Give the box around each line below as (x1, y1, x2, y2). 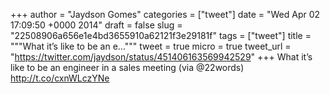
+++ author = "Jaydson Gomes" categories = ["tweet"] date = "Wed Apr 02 (10, 9, 321, 20)
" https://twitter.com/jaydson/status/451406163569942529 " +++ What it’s (10, 51, 313, 63)
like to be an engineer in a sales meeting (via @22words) (10, 62, 245, 73)
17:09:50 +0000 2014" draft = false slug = (10, 19, 183, 31)
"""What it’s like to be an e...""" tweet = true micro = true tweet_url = (10, 40, 292, 52)
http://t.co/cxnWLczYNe (10, 72, 110, 84)
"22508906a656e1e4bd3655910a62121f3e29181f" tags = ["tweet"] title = (10, 30, 312, 41)
